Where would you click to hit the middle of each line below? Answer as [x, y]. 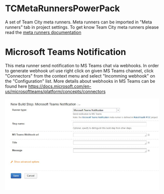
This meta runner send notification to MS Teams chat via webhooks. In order [82, 65]
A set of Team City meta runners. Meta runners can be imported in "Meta [79, 22]
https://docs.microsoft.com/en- [60, 86]
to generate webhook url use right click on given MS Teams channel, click [79, 71]
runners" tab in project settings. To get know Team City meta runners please [82, 27]
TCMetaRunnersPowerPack [62, 9]
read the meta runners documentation [43, 32]
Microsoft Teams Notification [66, 52]
